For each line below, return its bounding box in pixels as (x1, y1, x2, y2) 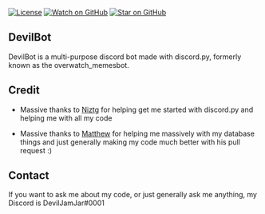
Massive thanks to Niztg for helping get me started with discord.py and (19, 105, 254, 114)
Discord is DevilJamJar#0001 (8, 198, 105, 208)
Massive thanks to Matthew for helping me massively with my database (19, 129, 255, 138)
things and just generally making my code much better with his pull (19, 137, 241, 147)
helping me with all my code (19, 113, 113, 123)
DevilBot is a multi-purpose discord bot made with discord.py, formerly (8, 52, 242, 61)
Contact (8, 168, 49, 183)
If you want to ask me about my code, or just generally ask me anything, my (8, 190, 258, 200)
